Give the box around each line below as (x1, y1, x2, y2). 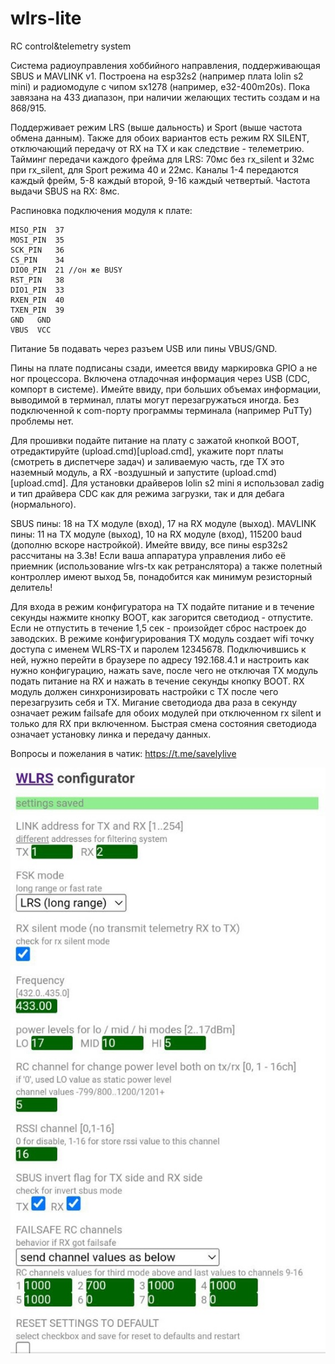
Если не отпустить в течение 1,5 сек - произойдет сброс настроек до (10, 622, 307, 634)
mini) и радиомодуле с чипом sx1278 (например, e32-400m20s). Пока (10, 80, 311, 92)
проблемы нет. (10, 415, 74, 427)
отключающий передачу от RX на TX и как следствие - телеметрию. (10, 142, 305, 154)
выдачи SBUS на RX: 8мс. (10, 185, 120, 197)
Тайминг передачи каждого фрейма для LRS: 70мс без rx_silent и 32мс (10, 153, 315, 165)
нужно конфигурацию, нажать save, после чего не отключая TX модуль (10, 664, 319, 676)
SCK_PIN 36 (10, 245, 65, 255)
